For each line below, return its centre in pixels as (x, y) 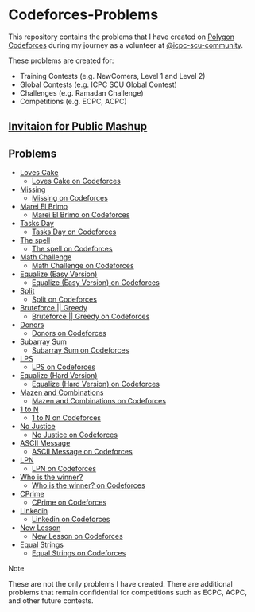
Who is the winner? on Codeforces (88, 485)
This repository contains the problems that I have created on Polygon (122, 37)
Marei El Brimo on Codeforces (81, 215)
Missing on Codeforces (70, 198)
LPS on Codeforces (64, 367)
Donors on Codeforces (69, 333)
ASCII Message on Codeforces (82, 452)
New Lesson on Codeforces (77, 536)
